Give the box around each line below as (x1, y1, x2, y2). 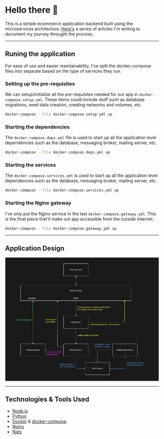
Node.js (12, 408, 28, 414)
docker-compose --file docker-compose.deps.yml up (5, 150, 110, 155)
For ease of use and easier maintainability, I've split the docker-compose (5, 63, 151, 69)
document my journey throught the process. (5, 31, 94, 37)
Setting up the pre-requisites (5, 80, 75, 87)
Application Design (5, 244, 65, 252)
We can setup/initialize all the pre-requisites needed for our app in (5, 92, 138, 98)
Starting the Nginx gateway (5, 199, 72, 206)
